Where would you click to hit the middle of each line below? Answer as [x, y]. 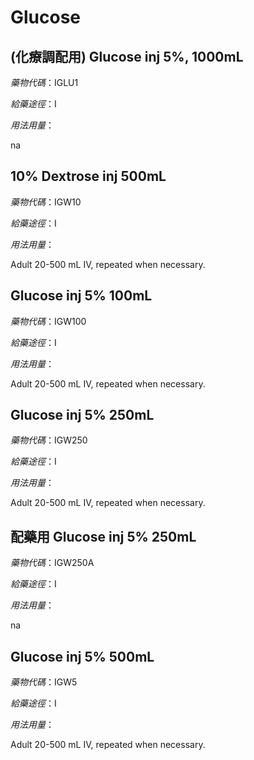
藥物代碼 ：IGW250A [52, 563]
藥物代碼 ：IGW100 [48, 321]
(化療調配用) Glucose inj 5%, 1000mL [127, 56]
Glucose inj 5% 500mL [82, 656]
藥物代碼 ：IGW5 [44, 682]
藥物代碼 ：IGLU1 [44, 82]
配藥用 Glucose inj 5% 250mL [103, 536]
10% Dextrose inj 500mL [88, 176]
